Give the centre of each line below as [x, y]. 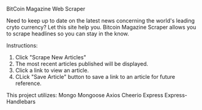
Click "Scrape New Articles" [51, 57]
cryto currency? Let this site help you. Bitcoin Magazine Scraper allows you [101, 27]
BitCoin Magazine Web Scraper [46, 9]
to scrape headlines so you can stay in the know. [68, 34]
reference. [28, 83]
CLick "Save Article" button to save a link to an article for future [95, 77]
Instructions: [22, 46]
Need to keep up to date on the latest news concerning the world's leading [100, 20]
